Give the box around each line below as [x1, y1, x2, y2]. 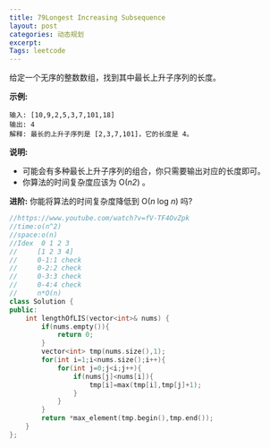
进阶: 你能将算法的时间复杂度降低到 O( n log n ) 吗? [9, 196, 193, 207]
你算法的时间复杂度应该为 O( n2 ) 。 [21, 177, 150, 188]
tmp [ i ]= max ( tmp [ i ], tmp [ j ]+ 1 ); [89, 380, 202, 390]
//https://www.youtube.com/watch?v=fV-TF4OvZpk [9, 214, 190, 223]
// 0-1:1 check [9, 255, 82, 264]
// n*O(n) [9, 289, 63, 297]
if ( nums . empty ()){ [41, 322, 110, 332]
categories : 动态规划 [9, 30, 85, 39]
